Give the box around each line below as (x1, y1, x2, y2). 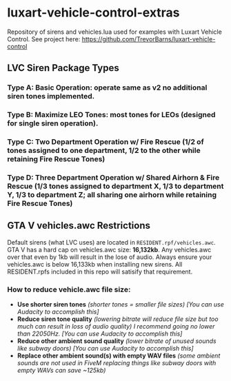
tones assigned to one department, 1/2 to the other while (7, 146, 201, 156)
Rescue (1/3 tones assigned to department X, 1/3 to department (7, 181, 224, 191)
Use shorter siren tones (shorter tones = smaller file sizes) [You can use (17, 300, 224, 309)
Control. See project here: (7, 34, 81, 43)
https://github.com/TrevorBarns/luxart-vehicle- (81, 34, 216, 43)
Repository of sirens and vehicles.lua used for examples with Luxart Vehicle (7, 28, 222, 36)
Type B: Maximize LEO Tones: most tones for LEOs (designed (7, 110, 216, 120)
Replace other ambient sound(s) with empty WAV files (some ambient (17, 351, 221, 360)
